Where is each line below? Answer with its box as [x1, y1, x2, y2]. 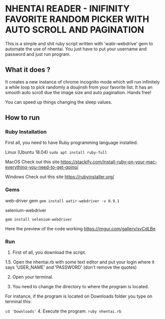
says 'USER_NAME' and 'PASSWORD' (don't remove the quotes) [5, 264, 137, 270]
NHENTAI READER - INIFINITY [5, 3, 130, 14]
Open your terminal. [12, 274, 54, 280]
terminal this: [5, 299, 32, 305]
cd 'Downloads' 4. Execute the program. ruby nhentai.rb [5, 308, 122, 314]
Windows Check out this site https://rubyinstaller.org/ [5, 174, 114, 180]
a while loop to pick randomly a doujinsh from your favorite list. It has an [5, 84, 153, 90]
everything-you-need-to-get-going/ [5, 164, 79, 170]
